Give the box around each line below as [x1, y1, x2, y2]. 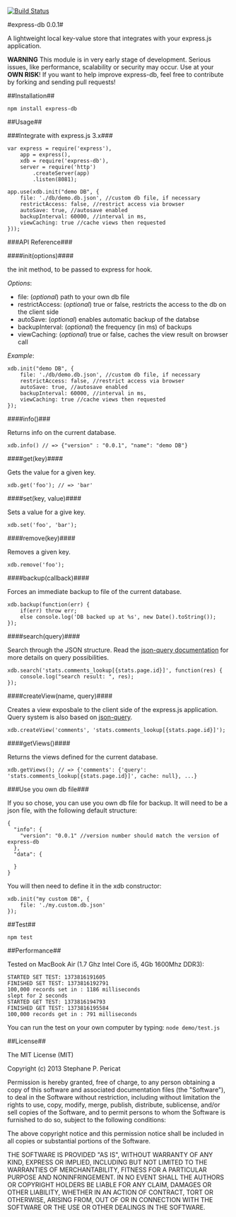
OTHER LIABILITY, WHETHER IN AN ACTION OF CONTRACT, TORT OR [7, 1188, 213, 1196]
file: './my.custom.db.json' [20, 902, 106, 909]
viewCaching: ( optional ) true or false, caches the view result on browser [17, 330, 228, 339]
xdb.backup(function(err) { [7, 601, 90, 608]
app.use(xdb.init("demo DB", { [7, 188, 100, 195]
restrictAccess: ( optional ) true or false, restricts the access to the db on [17, 301, 227, 308]
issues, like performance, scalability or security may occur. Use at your [7, 63, 214, 71]
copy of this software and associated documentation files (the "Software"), [7, 1085, 226, 1094]
